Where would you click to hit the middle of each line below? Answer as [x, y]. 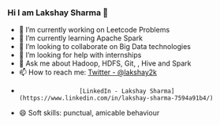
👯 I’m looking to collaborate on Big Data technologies [104, 47]
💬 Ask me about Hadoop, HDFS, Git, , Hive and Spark [105, 63]
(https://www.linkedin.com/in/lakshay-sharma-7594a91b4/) [116, 98]
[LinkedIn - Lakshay [113, 91]
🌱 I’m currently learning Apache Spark [81, 38]
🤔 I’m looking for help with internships [80, 55]
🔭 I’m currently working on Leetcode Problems [94, 30]
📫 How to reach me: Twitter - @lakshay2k [88, 72]
